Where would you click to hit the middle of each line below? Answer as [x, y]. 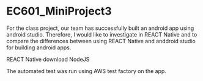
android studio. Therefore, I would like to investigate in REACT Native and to [102, 34]
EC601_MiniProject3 [59, 11]
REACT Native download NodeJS [48, 59]
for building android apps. [39, 48]
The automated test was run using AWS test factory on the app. [87, 71]
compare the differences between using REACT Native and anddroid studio [101, 41]
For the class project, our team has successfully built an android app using [100, 28]
